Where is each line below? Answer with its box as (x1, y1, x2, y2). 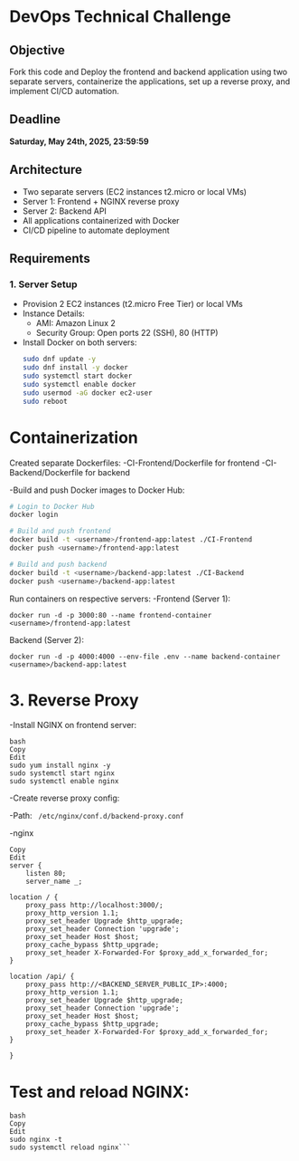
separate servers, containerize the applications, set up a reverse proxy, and (9, 76, 291, 87)
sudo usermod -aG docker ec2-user (22, 388, 153, 398)
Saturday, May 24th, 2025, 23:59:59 (9, 136, 149, 147)
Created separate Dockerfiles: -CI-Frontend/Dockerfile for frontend (9, 457, 260, 468)
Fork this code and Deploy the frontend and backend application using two (9, 66, 288, 77)
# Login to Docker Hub (9, 502, 95, 511)
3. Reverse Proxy (9, 690, 139, 710)
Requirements (9, 251, 90, 266)
